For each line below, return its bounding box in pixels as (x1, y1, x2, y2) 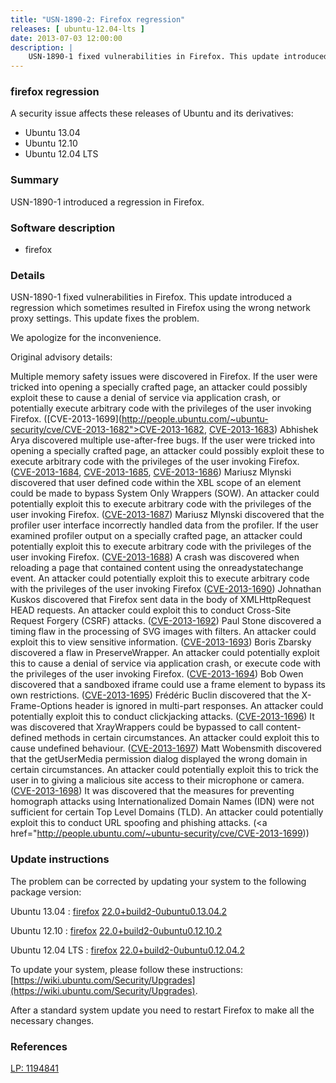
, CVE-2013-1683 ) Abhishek (203, 424, 319, 436)
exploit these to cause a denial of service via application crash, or (10, 392, 281, 404)
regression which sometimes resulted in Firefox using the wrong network (10, 302, 311, 314)
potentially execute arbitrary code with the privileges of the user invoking (10, 402, 312, 415)
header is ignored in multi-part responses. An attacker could (74, 700, 324, 712)
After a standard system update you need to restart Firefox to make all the (10, 1004, 315, 1016)
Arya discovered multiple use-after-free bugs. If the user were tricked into (10, 434, 316, 446)
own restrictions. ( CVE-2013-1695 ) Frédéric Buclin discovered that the (10, 689, 300, 701)
